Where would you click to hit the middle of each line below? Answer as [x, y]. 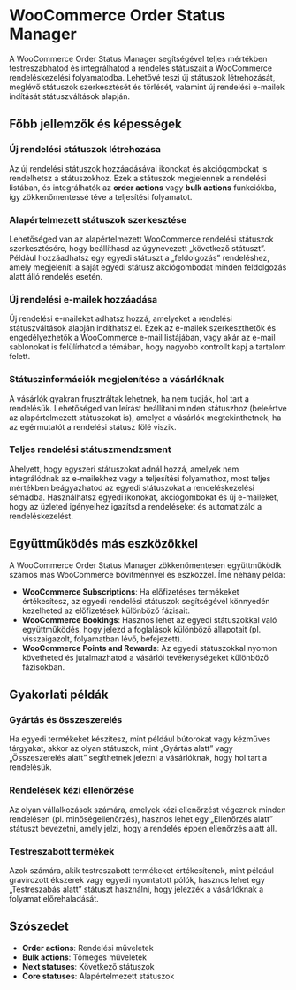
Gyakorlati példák [59, 695]
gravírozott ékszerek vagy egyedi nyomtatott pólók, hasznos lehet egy [137, 879]
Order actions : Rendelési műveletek [87, 948]
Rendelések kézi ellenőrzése [72, 790]
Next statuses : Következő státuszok [88, 966]
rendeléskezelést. [41, 516]
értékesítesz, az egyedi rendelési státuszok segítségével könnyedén [146, 601]
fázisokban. [43, 667]
